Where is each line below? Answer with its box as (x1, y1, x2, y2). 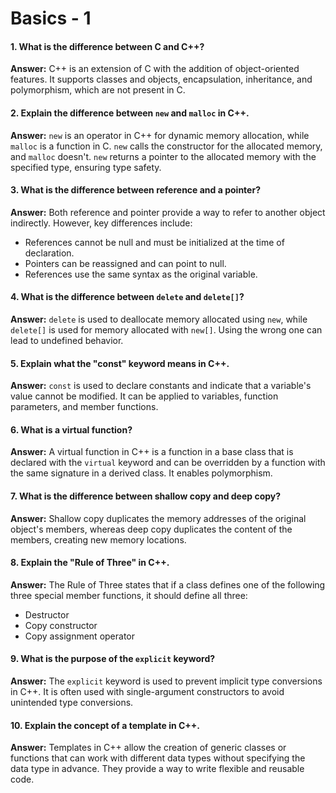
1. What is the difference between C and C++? (10, 40, 205, 52)
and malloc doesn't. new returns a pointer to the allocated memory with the (10, 150, 317, 162)
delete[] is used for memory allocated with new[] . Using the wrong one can (10, 324, 323, 336)
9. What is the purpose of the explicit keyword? (10, 653, 216, 665)
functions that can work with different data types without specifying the (10, 752, 306, 764)
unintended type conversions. (10, 697, 134, 709)
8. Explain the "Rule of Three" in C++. (10, 557, 170, 569)
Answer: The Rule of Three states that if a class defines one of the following (10, 578, 326, 591)
